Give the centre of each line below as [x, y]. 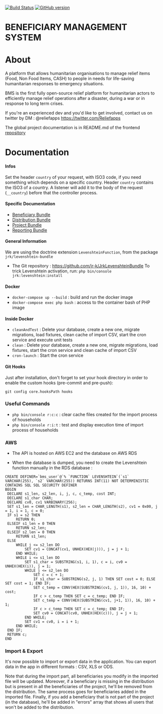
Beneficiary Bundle [31, 214]
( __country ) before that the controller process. [51, 193]
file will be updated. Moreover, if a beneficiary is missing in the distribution [80, 681]
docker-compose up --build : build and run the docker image [72, 297]
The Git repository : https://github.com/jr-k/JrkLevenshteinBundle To [81, 266]
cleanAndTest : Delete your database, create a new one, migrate [76, 329]
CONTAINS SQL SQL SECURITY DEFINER [41, 485]
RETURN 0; [26, 520]
